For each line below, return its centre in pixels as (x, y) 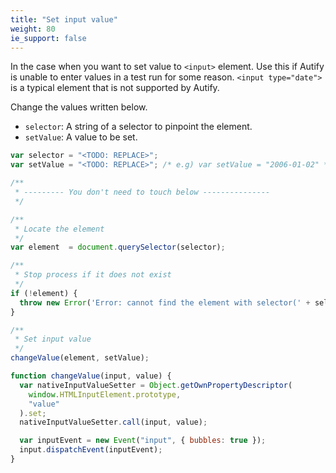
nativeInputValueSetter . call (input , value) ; (113, 422)
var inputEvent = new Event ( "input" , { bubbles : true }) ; (143, 441)
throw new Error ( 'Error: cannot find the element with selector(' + (165, 302)
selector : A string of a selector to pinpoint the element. (138, 127)
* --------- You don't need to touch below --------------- (142, 192)
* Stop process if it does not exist (93, 275)
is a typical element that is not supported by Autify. (115, 88)
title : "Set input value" (64, 19)
